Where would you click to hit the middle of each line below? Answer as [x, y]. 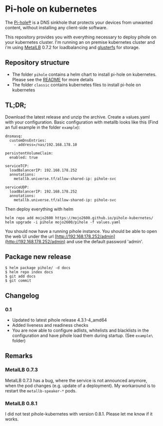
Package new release [38, 257]
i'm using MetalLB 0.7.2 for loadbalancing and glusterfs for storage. [72, 47]
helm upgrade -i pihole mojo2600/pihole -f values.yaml [63, 222]
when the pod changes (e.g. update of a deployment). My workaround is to [80, 386]
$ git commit [18, 281]
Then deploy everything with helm [39, 209]
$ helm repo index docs [29, 272]
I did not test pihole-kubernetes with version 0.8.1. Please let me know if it [79, 414]
